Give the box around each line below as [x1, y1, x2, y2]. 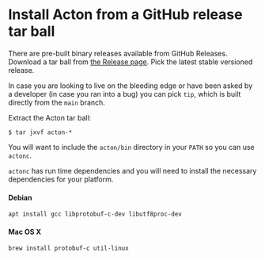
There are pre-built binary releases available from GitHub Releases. [8, 48, 228, 58]
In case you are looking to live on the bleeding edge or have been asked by [8, 81, 253, 90]
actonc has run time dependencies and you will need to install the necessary [8, 166, 257, 175]
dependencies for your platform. [8, 174, 114, 184]
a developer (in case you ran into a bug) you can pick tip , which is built [8, 89, 241, 98]
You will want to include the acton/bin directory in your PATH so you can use [8, 142, 255, 151]
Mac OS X [8, 227, 42, 236]
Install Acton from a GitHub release [8, 6, 243, 24]
